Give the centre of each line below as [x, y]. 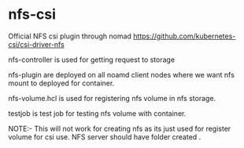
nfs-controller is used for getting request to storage [92, 60]
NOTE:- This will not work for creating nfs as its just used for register [120, 128]
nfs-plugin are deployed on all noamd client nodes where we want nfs [121, 74]
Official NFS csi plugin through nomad [70, 36]
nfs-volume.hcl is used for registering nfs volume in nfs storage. [112, 98]
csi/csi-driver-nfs [36, 44]
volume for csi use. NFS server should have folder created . [105, 137]
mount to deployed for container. [61, 83]
